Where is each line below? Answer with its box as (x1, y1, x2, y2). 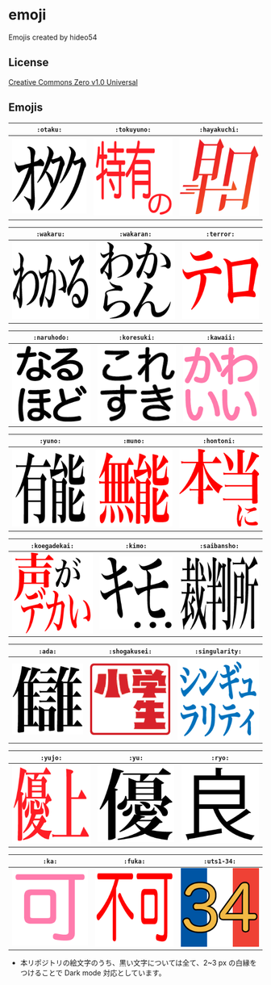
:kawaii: (206, 333, 236, 342)
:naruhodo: (33, 333, 70, 342)
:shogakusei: (108, 648, 152, 656)
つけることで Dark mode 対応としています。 (19, 968, 166, 978)
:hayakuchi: (198, 126, 240, 134)
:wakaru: (35, 230, 66, 239)
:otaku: (36, 126, 63, 134)
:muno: (123, 438, 145, 446)
